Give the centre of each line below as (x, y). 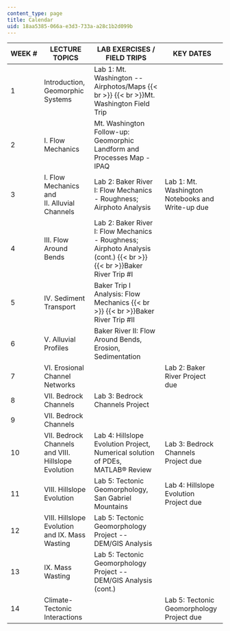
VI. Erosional (64, 368)
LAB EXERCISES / (126, 49)
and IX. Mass (65, 535)
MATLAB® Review (123, 470)
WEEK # (24, 53)
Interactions (63, 617)
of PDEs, (108, 462)
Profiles (56, 348)
